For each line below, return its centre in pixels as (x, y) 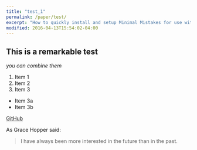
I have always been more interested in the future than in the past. (99, 141)
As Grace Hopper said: (34, 130)
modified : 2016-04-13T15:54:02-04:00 (52, 28)
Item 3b (24, 107)
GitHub (15, 118)
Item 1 (22, 77)
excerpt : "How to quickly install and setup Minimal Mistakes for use (94, 22)
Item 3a (24, 101)
